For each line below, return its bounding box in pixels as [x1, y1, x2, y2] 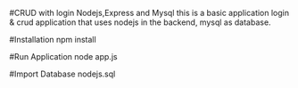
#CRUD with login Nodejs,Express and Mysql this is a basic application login [9, 8, 290, 18]
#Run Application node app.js [9, 52, 118, 61]
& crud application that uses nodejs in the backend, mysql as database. [9, 17, 271, 28]
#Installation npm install [9, 35, 96, 44]
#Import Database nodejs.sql [9, 68, 116, 79]
